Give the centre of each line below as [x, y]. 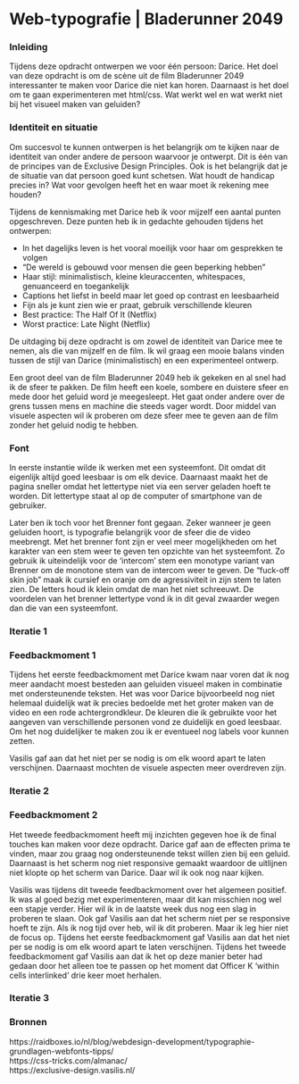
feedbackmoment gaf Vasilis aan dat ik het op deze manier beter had [136, 956]
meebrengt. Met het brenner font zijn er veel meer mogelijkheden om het [143, 542]
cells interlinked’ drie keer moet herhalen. [86, 975]
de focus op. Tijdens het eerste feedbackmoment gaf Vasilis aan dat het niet [149, 937]
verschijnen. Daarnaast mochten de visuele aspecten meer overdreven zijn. [148, 768]
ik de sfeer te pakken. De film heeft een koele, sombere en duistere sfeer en [149, 387]
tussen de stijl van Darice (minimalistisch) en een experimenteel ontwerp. [144, 360]
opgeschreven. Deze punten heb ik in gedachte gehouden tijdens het [136, 221]
